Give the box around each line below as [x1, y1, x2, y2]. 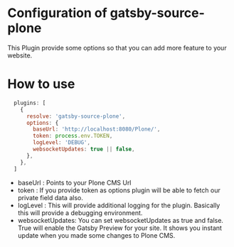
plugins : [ [14, 99, 46, 106]
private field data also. [17, 193, 83, 202]
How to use [7, 76, 75, 92]
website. [7, 51, 33, 60]
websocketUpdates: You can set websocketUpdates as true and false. [17, 216, 224, 224]
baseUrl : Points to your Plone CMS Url [17, 178, 132, 187]
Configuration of [7, 5, 108, 21]
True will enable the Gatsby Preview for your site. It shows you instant [17, 224, 223, 232]
